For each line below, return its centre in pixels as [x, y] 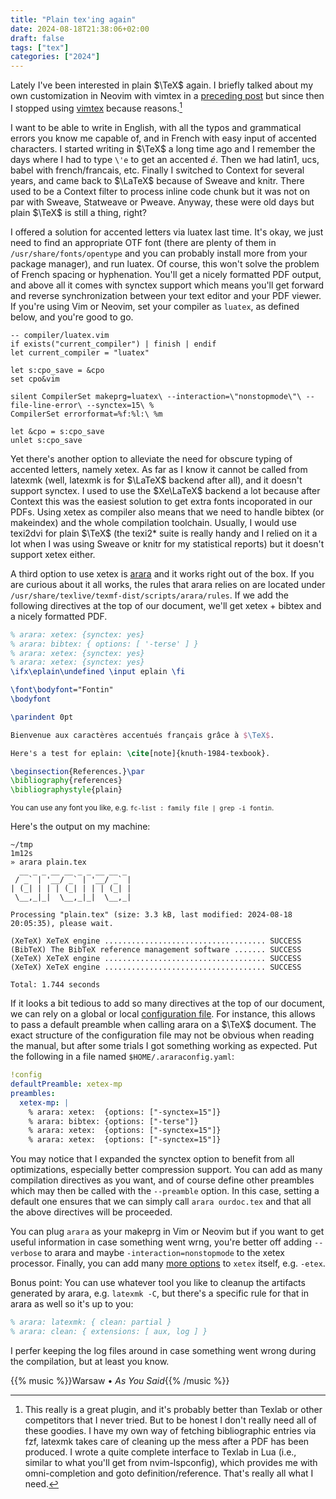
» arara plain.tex [48, 862]
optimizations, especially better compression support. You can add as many [166, 1170]
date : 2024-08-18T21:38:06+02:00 [80, 29]
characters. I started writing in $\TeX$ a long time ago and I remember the [163, 148]
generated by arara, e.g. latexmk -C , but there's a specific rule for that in [159, 1293]
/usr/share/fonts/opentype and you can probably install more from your [159, 253]
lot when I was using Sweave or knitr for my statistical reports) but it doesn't [167, 543]
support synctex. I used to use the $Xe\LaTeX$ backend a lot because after [165, 490]
